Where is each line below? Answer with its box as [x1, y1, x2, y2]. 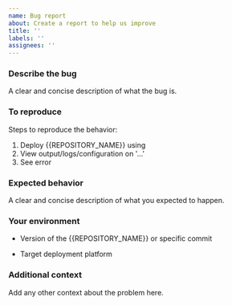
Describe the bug [8, 68, 78, 79]
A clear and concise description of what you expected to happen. [8, 196, 225, 205]
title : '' [8, 26, 42, 35]
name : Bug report [8, 11, 67, 20]
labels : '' [8, 34, 45, 43]
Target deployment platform [19, 250, 112, 259]
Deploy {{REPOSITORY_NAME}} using [19, 140, 146, 149]
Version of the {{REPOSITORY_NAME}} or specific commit [19, 234, 213, 243]
